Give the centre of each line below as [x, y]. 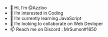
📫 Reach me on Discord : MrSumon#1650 [53, 29]
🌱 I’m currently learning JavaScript [45, 18]
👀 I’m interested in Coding [36, 13]
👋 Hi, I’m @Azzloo [28, 8]
